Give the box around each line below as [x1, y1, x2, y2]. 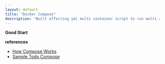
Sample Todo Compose [12, 54, 60, 60]
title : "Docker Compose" [5, 12, 56, 17]
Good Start [5, 30, 28, 36]
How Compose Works [12, 48, 57, 54]
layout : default [5, 7, 38, 12]
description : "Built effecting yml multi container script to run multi [5, 16, 157, 21]
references [5, 39, 28, 45]
